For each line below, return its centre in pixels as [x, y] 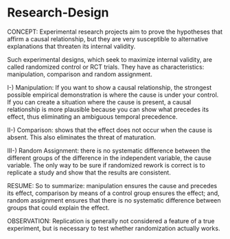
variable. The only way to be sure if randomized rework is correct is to [106, 165]
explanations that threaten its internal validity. [71, 46]
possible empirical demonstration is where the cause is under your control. [113, 95]
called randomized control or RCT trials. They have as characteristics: [106, 67]
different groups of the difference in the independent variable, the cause [109, 158]
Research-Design [58, 13]
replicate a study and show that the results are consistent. [89, 172]
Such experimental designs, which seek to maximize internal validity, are [110, 59]
